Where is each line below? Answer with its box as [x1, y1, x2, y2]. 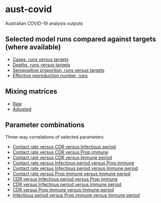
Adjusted [12, 106, 32, 112]
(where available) [5, 43, 61, 52]
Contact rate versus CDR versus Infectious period [12, 144, 116, 150]
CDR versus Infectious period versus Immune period [12, 181, 122, 188]
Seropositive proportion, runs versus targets [12, 67, 105, 73]
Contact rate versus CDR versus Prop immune [12, 149, 109, 155]
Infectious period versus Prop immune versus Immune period [12, 192, 140, 198]
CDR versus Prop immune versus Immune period [12, 187, 115, 193]
